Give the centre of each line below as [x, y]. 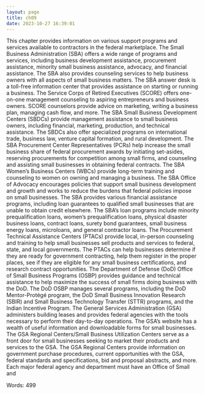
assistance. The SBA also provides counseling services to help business [97, 74]
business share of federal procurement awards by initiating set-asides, [95, 152]
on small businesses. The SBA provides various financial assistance [92, 198]
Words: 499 [21, 385]
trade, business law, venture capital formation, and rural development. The [100, 139]
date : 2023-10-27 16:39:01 [41, 23]
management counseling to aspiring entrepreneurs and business [107, 99]
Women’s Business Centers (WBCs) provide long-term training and [91, 171]
